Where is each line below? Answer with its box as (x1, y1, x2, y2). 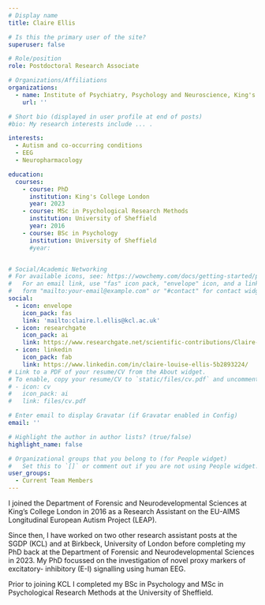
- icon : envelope (15, 302, 73, 310)
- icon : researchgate (15, 324, 87, 332)
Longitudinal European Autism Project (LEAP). (8, 515, 158, 524)
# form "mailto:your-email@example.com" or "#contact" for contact (8, 287, 242, 295)
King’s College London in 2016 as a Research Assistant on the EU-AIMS (8, 507, 241, 516)
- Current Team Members (15, 477, 93, 485)
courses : (15, 178, 44, 186)
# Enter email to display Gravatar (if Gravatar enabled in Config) (8, 411, 238, 419)
